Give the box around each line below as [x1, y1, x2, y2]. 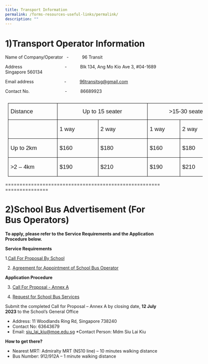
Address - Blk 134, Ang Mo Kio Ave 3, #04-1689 [5, 64, 156, 70]
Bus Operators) [5, 214, 69, 226]
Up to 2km [10, 144, 37, 152]
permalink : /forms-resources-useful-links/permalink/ [5, 12, 119, 17]
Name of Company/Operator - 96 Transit [5, 54, 103, 60]
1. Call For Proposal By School [5, 255, 65, 261]
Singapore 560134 [5, 69, 43, 75]
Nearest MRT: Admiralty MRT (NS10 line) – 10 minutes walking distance [12, 348, 157, 354]
